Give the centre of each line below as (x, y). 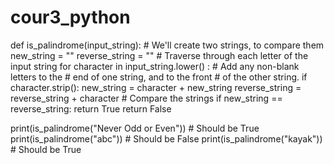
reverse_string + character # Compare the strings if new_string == (146, 98)
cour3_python (70, 17)
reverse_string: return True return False (91, 108)
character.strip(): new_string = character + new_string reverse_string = (156, 87)
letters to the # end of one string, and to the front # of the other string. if (159, 77)
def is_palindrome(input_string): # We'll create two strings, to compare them (167, 45)
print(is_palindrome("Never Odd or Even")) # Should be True (135, 128)
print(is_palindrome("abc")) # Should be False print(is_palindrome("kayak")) (166, 138)
